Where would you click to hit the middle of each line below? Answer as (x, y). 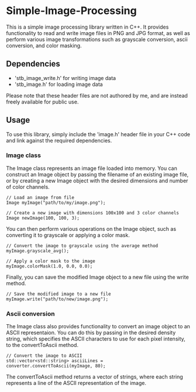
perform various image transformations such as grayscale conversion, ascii (97, 39)
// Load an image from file (40, 197)
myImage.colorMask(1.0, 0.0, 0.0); (49, 266)
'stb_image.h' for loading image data (59, 84)
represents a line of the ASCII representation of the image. (76, 383)
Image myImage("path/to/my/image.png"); (56, 203)
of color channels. (28, 187)
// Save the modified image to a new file (59, 294)
